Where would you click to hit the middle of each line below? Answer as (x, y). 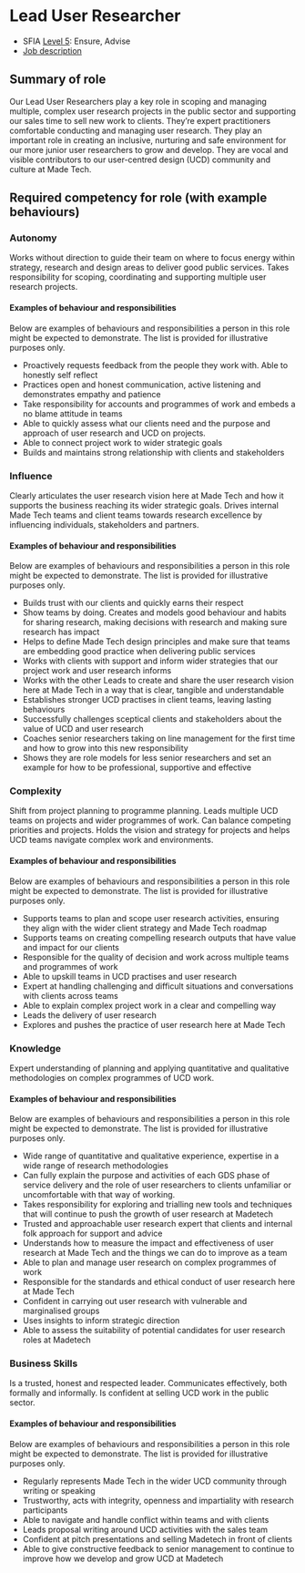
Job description (52, 50)
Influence (31, 476)
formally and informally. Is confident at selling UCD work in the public (139, 1393)
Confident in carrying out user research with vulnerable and (135, 1301)
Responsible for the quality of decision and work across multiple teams (156, 957)
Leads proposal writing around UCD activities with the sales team (145, 1529)
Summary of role (58, 80)
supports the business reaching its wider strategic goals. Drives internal (144, 505)
